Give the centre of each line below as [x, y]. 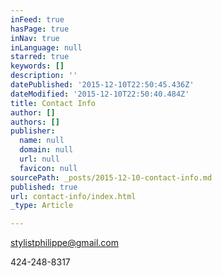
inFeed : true [37, 19]
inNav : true [35, 38]
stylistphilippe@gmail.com [64, 243]
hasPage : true [40, 29]
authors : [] [35, 122]
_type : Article [42, 206]
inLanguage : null [46, 47]
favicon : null [48, 168]
